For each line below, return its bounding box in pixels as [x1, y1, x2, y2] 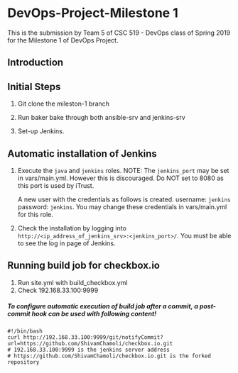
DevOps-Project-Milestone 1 [7, 5, 179, 21]
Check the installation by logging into [17, 223, 126, 232]
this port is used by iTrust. [17, 181, 94, 189]
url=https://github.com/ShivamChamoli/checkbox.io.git [7, 340, 173, 347]
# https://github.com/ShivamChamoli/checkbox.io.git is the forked [7, 352, 212, 360]
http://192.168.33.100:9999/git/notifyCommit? [23, 333, 163, 341]
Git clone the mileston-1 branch [17, 99, 110, 108]
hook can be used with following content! [31, 310, 157, 318]
